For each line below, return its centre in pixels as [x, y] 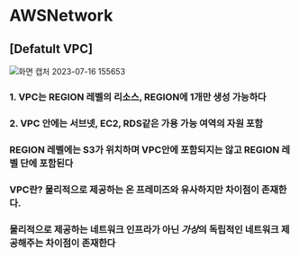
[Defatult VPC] [51, 49]
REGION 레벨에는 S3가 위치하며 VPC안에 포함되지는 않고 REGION [145, 149]
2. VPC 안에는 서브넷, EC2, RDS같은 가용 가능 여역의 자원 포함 [136, 123]
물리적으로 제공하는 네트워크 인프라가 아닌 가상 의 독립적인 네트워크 [144, 229]
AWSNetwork [61, 16]
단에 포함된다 [46, 163]
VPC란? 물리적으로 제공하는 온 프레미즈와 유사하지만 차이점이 [134, 190]
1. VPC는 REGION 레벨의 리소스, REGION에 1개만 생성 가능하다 [138, 97]
